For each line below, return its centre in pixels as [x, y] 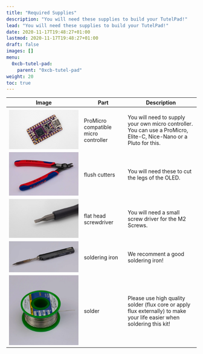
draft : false [23, 45]
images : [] [20, 51]
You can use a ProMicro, [158, 130]
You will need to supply [156, 117]
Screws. [138, 225]
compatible [98, 127]
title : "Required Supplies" [42, 13]
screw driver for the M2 [157, 219]
